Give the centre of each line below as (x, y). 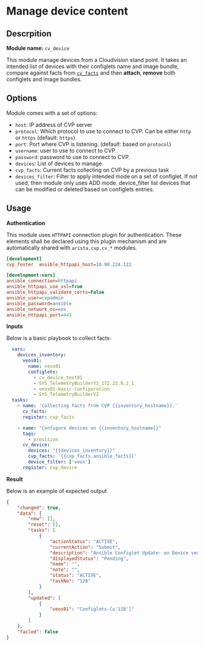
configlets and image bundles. (44, 79)
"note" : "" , (65, 570)
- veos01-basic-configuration (72, 389)
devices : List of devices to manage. (59, 163)
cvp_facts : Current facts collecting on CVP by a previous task (92, 170)
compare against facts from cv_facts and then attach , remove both (91, 73)
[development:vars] (31, 275)
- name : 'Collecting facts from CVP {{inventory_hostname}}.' (97, 406)
